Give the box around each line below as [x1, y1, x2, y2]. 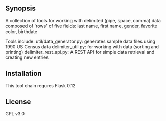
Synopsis [5, 4, 36, 13]
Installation [5, 69, 42, 78]
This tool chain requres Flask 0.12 [5, 82, 76, 88]
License [5, 98, 31, 106]
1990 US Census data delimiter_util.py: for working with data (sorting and [5, 43, 159, 50]
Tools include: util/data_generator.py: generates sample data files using [5, 38, 156, 44]
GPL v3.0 [5, 111, 25, 117]
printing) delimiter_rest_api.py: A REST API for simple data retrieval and [5, 49, 155, 55]
